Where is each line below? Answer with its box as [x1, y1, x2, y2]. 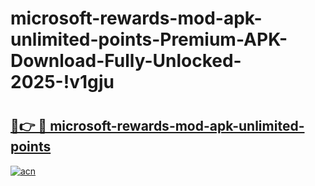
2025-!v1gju [10, 71, 115, 94]
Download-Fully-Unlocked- [10, 50, 242, 72]
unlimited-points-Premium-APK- [10, 28, 288, 51]
